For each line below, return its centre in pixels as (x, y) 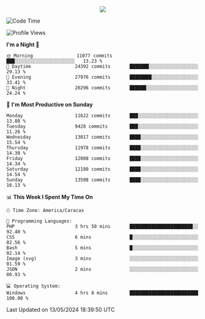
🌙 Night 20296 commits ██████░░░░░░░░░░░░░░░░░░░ (102, 88)
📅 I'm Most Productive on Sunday (50, 105)
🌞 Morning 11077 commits (59, 56)
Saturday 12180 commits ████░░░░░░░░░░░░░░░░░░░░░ (102, 169)
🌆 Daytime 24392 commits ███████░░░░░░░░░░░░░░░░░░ (102, 67)
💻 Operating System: (34, 286)
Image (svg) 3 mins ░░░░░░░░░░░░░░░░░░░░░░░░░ (102, 258)
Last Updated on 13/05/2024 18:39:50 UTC (61, 310)
